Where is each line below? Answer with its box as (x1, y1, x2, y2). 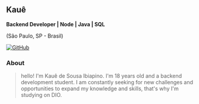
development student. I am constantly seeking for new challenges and (20, 79, 194, 86)
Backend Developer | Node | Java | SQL (6, 20, 105, 27)
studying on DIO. (20, 91, 63, 99)
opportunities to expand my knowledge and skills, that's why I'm (20, 85, 179, 92)
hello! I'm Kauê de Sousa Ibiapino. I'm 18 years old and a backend (20, 72, 182, 79)
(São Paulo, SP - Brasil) (6, 32, 64, 39)
